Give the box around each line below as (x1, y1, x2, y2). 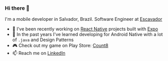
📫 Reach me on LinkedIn (12, 50, 66, 56)
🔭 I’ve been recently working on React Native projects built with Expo (12, 26, 158, 32)
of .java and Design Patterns (12, 37, 74, 43)
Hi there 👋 (5, 5, 30, 12)
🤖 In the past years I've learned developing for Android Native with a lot (12, 32, 163, 38)
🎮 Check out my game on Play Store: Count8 (12, 43, 109, 49)
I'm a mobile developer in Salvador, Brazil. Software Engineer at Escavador (5, 16, 162, 22)
